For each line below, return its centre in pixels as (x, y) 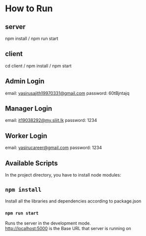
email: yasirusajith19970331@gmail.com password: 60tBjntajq (67, 93)
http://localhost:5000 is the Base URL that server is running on (68, 229)
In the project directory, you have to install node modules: (63, 175)
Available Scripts (31, 163)
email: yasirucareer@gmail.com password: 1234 (53, 147)
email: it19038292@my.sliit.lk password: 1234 (51, 120)
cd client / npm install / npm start (38, 66)
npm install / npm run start (32, 38)
